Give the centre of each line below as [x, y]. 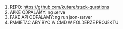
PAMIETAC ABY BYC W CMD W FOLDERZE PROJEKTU [64, 22]
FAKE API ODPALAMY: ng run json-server [51, 17]
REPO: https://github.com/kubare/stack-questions [59, 7]
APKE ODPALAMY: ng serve [37, 12]
